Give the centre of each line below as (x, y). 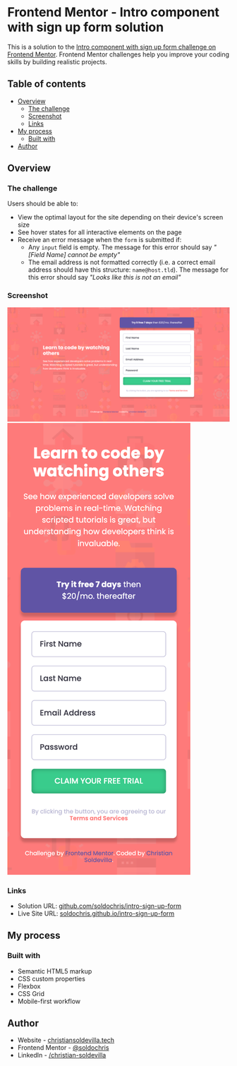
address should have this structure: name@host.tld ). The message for (128, 270)
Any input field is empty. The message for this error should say (120, 247)
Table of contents (47, 84)
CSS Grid (31, 993)
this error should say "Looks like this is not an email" (104, 277)
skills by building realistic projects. (57, 61)
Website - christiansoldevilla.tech (66, 1040)
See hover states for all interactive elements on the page (99, 232)
